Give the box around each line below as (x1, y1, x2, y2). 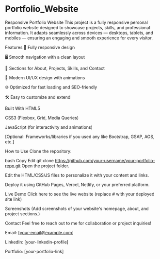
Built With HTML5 (5, 105, 40, 111)
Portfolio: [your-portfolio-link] (5, 248, 64, 254)
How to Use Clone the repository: (5, 148, 72, 154)
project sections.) (5, 210, 40, 217)
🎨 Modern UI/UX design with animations (5, 74, 85, 81)
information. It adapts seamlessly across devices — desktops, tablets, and (5, 30, 154, 35)
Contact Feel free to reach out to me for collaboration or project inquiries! (5, 220, 152, 226)
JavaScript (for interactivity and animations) (5, 124, 93, 130)
